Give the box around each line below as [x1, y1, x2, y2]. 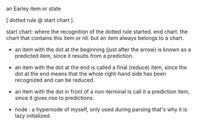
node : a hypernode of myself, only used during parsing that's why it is [14, 106, 188, 112]
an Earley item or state [6, 5, 61, 12]
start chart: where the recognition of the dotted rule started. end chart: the [6, 28, 188, 35]
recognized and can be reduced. [14, 77, 95, 83]
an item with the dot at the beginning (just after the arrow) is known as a [14, 46, 191, 53]
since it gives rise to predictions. [14, 95, 94, 101]
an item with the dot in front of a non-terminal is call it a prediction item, [14, 88, 190, 95]
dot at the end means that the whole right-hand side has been [14, 70, 166, 77]
